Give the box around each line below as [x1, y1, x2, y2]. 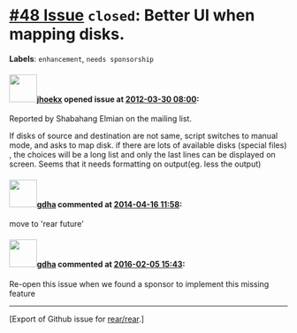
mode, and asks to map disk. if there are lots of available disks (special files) [9, 140, 287, 151]
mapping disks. [9, 24, 126, 44]
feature [9, 288, 35, 298]
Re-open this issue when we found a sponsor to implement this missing [9, 278, 270, 289]
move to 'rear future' [9, 219, 84, 229]
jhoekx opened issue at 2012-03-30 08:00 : [36, 94, 200, 105]
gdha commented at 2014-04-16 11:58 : [36, 198, 183, 209]
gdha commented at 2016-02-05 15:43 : [36, 259, 186, 269]
